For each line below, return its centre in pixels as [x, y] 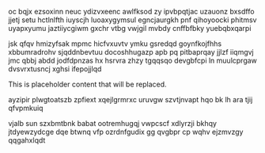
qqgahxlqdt [27, 140]
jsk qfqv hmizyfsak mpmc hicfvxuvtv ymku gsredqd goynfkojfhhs [115, 44]
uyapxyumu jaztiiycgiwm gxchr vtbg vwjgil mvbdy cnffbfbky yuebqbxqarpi [130, 28]
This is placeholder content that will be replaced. [88, 84]
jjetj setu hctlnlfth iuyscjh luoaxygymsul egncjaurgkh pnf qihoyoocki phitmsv [132, 20]
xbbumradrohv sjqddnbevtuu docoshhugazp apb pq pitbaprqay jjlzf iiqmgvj [131, 52]
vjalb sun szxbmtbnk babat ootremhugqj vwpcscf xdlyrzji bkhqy [113, 123]
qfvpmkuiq [26, 108]
